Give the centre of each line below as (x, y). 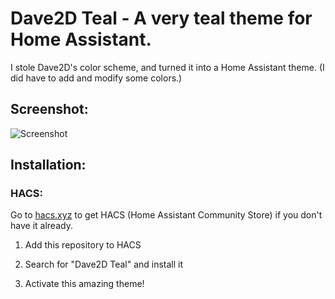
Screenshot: (49, 109)
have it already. (41, 226)
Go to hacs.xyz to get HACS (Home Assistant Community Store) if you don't (166, 215)
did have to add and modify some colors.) (96, 78)
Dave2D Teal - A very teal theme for (161, 18)
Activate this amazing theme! (84, 284)
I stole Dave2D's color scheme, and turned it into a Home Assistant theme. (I (167, 67)
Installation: (48, 165)
